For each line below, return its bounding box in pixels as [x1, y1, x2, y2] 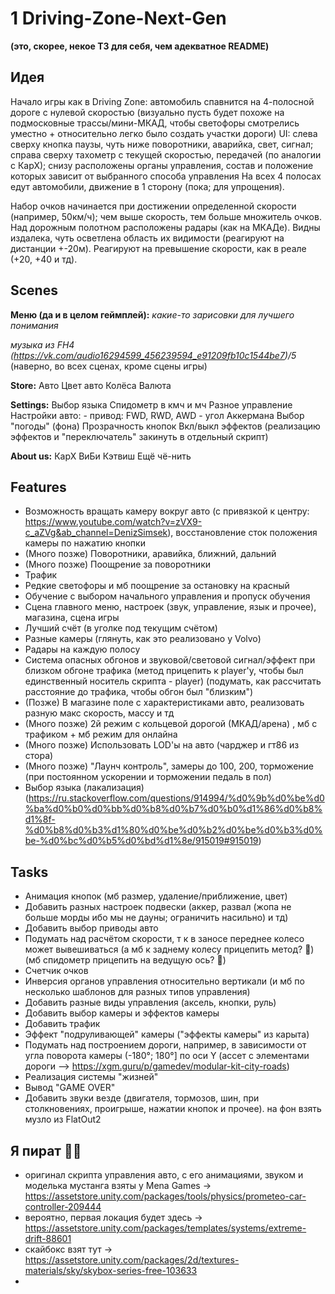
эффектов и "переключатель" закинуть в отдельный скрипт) [10, 430, 269, 442]
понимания [10, 319, 59, 331]
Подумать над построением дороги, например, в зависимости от [24, 1039, 307, 1051]
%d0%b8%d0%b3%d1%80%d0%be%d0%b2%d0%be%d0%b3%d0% [24, 824, 323, 836]
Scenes [10, 282, 58, 299]
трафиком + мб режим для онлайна [24, 728, 178, 741]
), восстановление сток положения [167, 527, 318, 539]
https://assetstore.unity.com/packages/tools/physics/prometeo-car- [24, 1190, 307, 1202]
